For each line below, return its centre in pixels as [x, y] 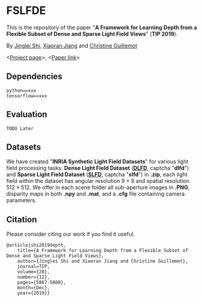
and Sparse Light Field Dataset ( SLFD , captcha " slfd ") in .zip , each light [97, 174]
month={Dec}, [34, 288]
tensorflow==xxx [27, 96]
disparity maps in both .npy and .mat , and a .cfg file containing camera [95, 194]
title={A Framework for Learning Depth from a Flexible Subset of [103, 251]
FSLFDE [26, 11]
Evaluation [27, 115]
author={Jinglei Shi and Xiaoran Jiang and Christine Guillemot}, [103, 261]
